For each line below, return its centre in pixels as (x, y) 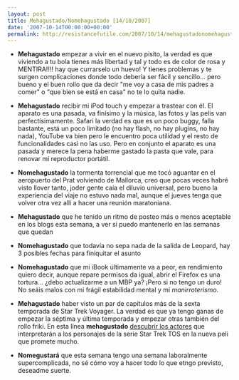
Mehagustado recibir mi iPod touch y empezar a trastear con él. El (115, 106)
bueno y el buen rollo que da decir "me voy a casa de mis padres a (116, 84)
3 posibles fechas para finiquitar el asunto (79, 253)
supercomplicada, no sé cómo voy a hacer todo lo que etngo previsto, (120, 363)
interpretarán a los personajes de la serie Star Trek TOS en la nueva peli (123, 334)
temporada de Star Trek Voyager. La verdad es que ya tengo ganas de (121, 312)
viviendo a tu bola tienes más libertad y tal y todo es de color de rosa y (121, 62)
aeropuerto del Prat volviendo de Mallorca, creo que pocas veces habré (123, 180)
